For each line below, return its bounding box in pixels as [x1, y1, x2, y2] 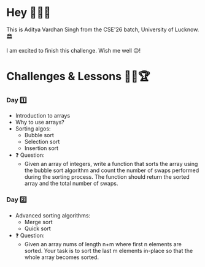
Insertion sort [24, 145, 59, 152]
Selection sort [24, 138, 60, 146]
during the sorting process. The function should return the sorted [24, 173, 190, 181]
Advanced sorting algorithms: [15, 211, 91, 219]
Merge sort [24, 218, 53, 225]
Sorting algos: [15, 125, 51, 132]
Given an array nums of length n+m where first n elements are [24, 240, 182, 247]
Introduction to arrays [15, 112, 71, 119]
